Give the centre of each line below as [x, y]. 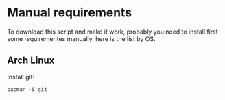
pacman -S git [27, 89]
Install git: [21, 77]
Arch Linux [31, 61]
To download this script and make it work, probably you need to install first [113, 32]
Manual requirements [70, 13]
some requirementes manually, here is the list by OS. [81, 38]
